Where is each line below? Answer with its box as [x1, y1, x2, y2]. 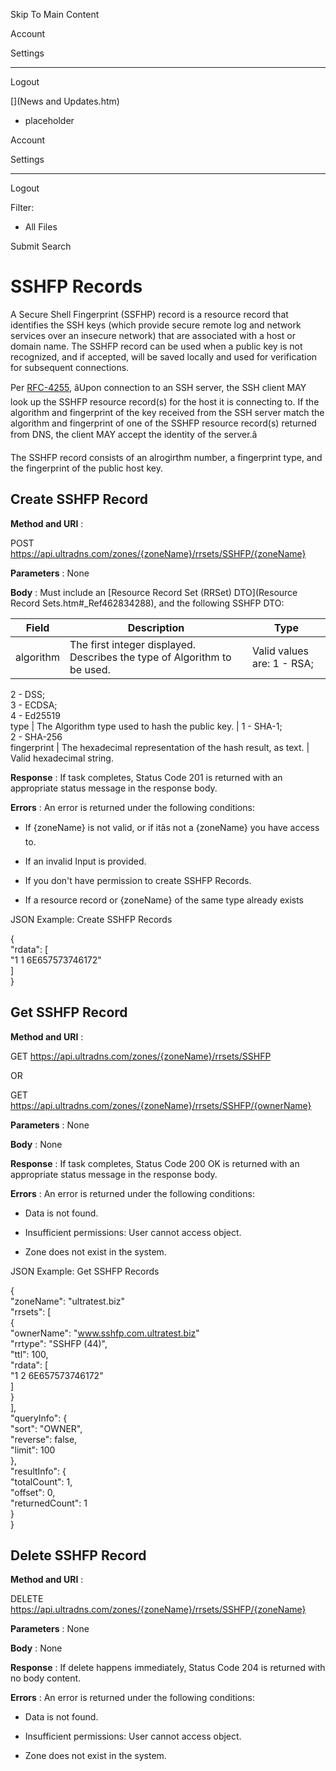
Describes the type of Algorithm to [69, 650, 232, 664]
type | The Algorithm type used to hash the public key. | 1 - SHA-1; [10, 720, 283, 732]
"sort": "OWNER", [10, 1422, 83, 1434]
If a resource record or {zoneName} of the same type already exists [24, 894, 305, 906]
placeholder [24, 115, 75, 126]
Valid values [251, 644, 309, 658]
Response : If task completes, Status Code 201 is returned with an [10, 771, 283, 783]
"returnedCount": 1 [10, 1497, 88, 1509]
